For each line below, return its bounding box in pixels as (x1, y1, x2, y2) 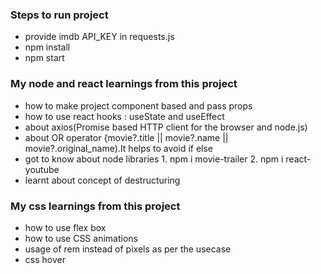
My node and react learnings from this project (10, 77, 238, 91)
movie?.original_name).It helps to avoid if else (24, 142, 214, 154)
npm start (24, 52, 65, 64)
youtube (24, 163, 60, 175)
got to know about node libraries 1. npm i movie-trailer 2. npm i (24, 153, 284, 165)
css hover (24, 253, 66, 265)
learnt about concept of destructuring (24, 174, 181, 186)
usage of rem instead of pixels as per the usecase (24, 243, 232, 255)
